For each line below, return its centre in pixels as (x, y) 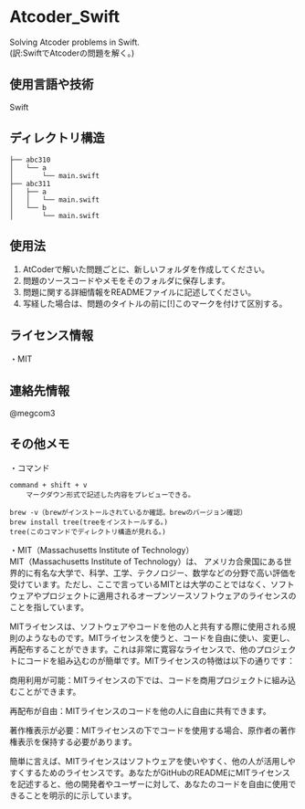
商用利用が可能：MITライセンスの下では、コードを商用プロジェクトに (141, 680)
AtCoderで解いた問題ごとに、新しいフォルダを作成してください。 (146, 269)
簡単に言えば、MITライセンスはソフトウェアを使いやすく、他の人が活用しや (153, 761)
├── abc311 (30, 184)
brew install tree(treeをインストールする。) (89, 522)
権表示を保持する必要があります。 (73, 741)
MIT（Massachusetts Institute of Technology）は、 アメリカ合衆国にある (147, 561)
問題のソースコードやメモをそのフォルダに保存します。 (126, 281)
